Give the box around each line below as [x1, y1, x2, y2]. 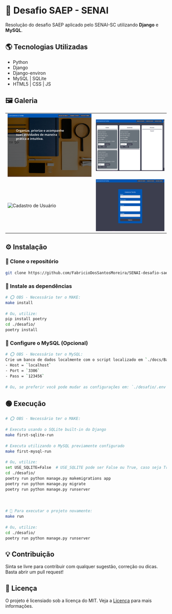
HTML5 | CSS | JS [12, 81, 51, 87]
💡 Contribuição [5, 550, 55, 558]
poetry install [5, 327, 38, 332]
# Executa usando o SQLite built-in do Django [5, 427, 106, 432]
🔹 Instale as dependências [5, 283, 72, 290]
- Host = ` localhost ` [5, 363, 52, 368]
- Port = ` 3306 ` [5, 368, 40, 374]
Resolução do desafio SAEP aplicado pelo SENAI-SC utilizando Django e [5, 22, 159, 28]
